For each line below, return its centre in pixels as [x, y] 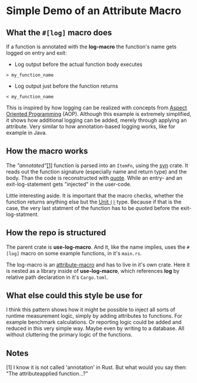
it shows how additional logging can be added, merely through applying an [96, 120]
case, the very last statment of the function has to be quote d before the [93, 208]
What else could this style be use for [74, 296]
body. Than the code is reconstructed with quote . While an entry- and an [94, 178]
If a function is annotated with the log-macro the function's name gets [91, 46]
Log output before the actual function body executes [79, 64]
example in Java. [26, 133]
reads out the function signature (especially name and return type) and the [96, 171]
